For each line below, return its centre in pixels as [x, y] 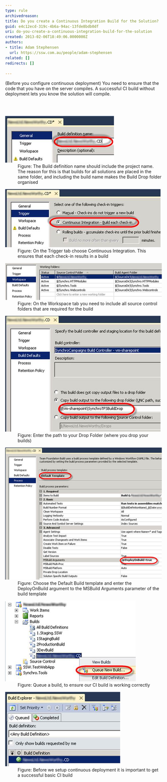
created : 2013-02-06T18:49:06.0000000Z [46, 37]
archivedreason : [22, 16]
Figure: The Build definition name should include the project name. [86, 166]
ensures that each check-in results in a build [63, 256]
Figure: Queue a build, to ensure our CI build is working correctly [84, 685]
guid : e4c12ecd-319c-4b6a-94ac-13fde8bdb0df [52, 26]
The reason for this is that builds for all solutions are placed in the [84, 172]
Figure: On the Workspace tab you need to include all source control [87, 303]
